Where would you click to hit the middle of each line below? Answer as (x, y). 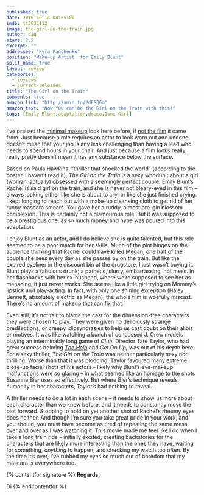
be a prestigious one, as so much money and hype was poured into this (96, 220)
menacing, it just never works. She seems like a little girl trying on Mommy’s (101, 284)
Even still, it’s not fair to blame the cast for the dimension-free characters (98, 315)
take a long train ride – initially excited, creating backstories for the (90, 437)
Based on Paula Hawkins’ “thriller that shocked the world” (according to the (101, 169)
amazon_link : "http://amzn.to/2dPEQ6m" (57, 102)
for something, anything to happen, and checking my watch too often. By (98, 450)
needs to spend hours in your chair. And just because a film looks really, (97, 150)
